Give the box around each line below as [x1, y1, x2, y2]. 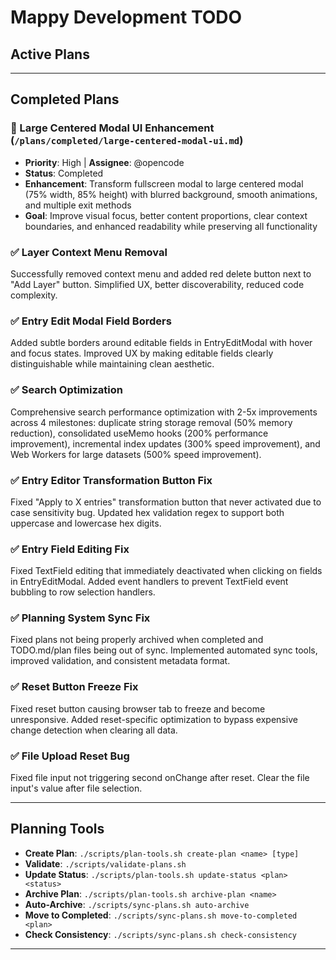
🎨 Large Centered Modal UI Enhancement [10, 121, 215, 135]
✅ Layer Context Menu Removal [10, 245, 168, 259]
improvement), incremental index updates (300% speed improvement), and [10, 437, 321, 450]
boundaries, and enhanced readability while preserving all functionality [24, 220, 318, 232]
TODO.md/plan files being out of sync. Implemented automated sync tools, [10, 644, 318, 656]
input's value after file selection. [10, 782, 143, 795]
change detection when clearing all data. [10, 724, 178, 736]
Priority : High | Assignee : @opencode [24, 156, 185, 168]
